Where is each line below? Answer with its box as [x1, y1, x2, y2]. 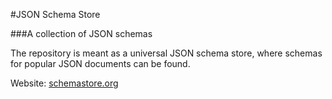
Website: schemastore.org [10, 77, 119, 89]
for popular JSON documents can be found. [10, 58, 191, 69]
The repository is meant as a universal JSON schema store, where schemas [10, 47, 323, 59]
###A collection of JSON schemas [10, 28, 153, 39]
